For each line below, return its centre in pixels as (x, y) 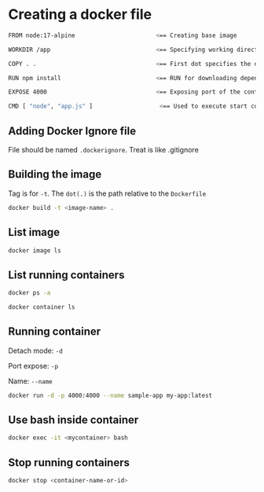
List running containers (66, 275)
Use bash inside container (73, 420)
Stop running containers (69, 463)
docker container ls (42, 307)
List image (34, 232)
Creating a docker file (80, 15)
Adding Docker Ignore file (72, 131)
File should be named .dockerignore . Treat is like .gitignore (103, 150)
